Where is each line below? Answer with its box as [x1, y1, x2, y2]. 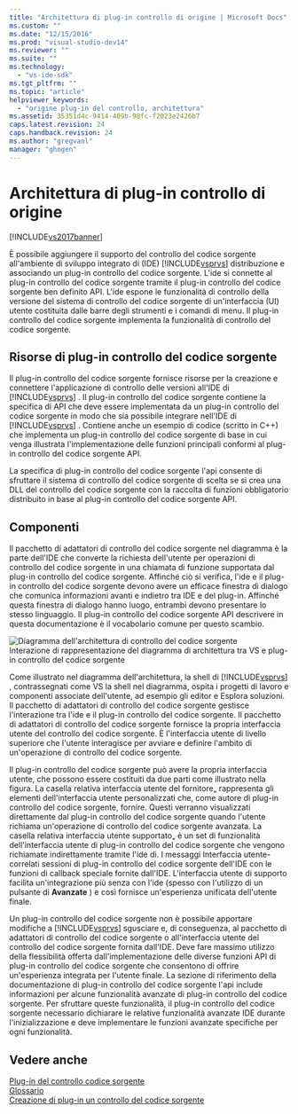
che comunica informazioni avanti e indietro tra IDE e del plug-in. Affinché [9, 591, 279, 601]
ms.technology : [9, 63, 66, 72]
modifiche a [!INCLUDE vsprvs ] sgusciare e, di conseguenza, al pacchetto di [9, 923, 287, 934]
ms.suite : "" [9, 54, 58, 63]
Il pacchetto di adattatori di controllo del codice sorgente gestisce [9, 700, 250, 710]
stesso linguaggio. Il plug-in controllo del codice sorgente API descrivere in [9, 609, 284, 620]
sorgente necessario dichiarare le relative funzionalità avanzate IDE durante [9, 1008, 286, 1018]
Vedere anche [9, 1052, 89, 1067]
